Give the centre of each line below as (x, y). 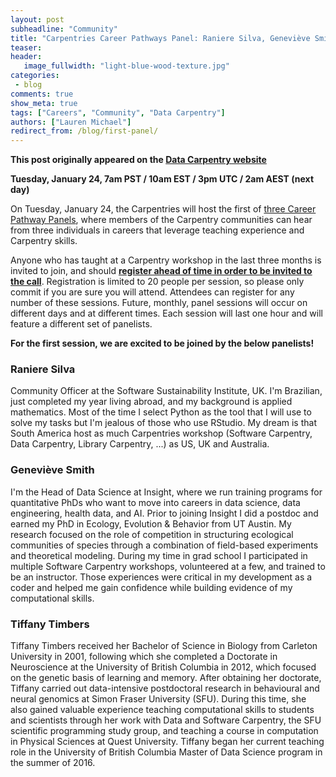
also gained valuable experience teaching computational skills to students (162, 710)
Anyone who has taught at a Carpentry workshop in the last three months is (166, 260)
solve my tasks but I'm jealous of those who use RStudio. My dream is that (163, 423)
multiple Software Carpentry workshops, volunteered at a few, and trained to (168, 566)
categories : (35, 76)
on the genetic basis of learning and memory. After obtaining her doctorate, (166, 678)
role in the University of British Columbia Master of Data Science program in (166, 752)
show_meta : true (44, 103)
